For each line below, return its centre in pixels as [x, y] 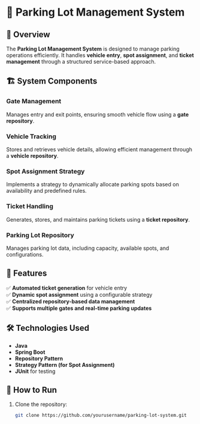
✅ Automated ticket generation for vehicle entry [67, 288]
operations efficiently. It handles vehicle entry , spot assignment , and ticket [100, 55]
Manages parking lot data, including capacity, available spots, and [88, 248]
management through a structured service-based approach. [81, 62]
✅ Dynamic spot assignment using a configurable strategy [79, 294]
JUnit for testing [35, 371]
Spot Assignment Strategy [46, 171]
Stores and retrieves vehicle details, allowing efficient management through [99, 149]
